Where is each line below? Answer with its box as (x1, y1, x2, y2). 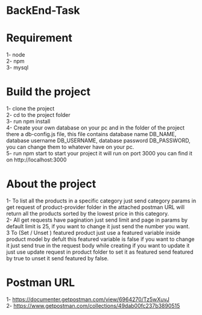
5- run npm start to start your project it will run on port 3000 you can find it (6, 150, 193, 157)
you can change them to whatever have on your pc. (6, 143, 134, 151)
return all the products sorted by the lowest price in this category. (6, 210, 169, 217)
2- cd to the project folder (6, 111, 71, 119)
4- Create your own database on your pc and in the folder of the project (6, 124, 185, 131)
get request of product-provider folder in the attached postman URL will (6, 204, 185, 211)
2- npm (6, 58, 25, 65)
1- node (6, 51, 25, 58)
